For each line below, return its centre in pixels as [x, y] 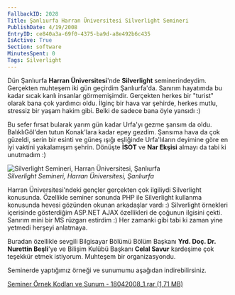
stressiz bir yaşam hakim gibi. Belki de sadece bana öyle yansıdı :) [104, 110]
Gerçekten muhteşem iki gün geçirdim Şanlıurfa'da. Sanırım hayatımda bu [115, 88]
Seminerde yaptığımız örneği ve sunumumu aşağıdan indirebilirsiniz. [107, 270]
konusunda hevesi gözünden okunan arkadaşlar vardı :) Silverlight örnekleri [118, 205]
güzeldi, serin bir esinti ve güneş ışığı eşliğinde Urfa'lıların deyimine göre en [118, 139]
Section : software [34, 47]
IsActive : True [30, 41]
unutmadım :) [27, 154]
